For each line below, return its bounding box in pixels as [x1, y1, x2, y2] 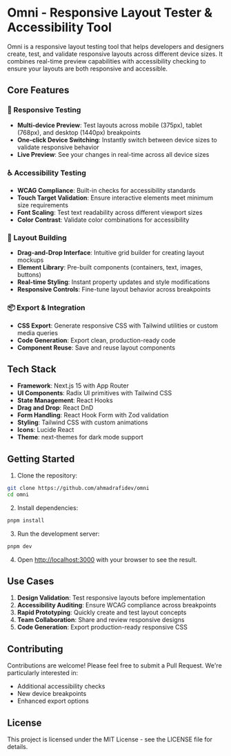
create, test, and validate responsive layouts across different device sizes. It [7, 50, 223, 58]
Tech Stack [7, 363, 57, 375]
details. [7, 743, 28, 751]
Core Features [7, 84, 70, 96]
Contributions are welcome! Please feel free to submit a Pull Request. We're [7, 661, 222, 670]
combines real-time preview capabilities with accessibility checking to [7, 57, 206, 65]
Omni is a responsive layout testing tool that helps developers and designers [7, 42, 224, 50]
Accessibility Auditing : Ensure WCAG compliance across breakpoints [17, 601, 217, 609]
